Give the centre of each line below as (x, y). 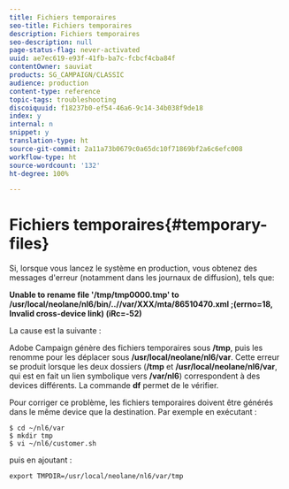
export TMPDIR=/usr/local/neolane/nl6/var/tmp (96, 477)
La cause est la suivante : (55, 331)
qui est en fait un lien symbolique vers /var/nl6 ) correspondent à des (135, 376)
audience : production (49, 83)
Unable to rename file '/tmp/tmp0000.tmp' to (94, 295)
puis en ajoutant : (41, 460)
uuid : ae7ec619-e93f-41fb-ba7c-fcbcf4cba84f (92, 58)
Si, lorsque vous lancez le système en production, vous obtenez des (133, 268)
